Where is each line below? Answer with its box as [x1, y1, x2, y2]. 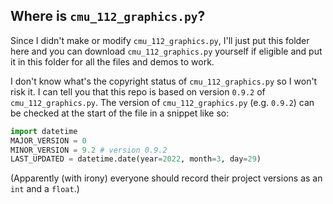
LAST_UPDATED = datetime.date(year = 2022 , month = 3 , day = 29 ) [10, 154, 262, 164]
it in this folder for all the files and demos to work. [10, 55, 215, 68]
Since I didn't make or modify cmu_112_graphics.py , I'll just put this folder [10, 34, 310, 46]
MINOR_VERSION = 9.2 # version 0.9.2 [10, 145, 168, 155]
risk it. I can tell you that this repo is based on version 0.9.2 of [10, 85, 266, 98]
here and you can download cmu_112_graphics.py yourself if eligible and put [10, 45, 323, 57]
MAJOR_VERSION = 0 [10, 135, 87, 146]
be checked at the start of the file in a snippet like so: [10, 107, 230, 119]
